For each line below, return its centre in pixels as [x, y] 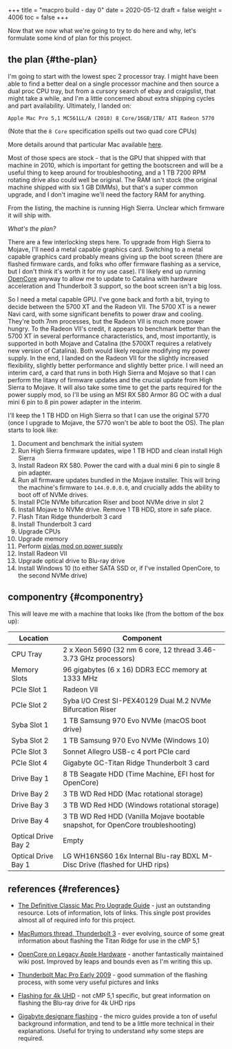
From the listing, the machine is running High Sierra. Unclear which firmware [116, 208]
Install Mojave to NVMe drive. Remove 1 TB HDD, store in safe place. [115, 509]
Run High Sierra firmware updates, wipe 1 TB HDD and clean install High [120, 451]
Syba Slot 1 [30, 725]
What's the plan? [32, 228]
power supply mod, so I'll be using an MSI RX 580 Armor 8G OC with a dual [115, 394]
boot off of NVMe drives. [53, 494]
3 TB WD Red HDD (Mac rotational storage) [133, 794]
